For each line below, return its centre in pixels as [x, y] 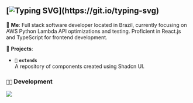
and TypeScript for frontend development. [57, 37]
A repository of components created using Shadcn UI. [80, 66]
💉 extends [26, 60]
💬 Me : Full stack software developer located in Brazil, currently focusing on [96, 25]
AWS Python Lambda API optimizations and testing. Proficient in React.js [94, 31]
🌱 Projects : [20, 49]
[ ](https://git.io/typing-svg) [83, 11]
